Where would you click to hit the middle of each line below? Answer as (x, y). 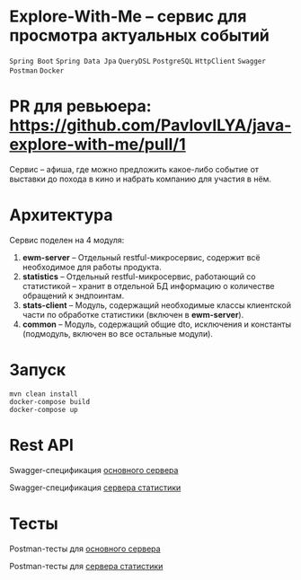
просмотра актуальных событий (139, 35)
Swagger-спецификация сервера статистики (95, 488)
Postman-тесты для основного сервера (85, 549)
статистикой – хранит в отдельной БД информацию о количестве (149, 286)
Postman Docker (37, 70)
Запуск (38, 370)
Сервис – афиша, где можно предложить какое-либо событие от (134, 169)
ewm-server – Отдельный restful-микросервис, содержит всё (141, 257)
